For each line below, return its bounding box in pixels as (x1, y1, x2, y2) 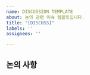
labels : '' (6, 25, 33, 32)
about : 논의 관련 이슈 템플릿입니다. (6, 14, 85, 20)
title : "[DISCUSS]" (6, 20, 55, 26)
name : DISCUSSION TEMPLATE (6, 8, 73, 15)
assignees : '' (6, 31, 42, 37)
